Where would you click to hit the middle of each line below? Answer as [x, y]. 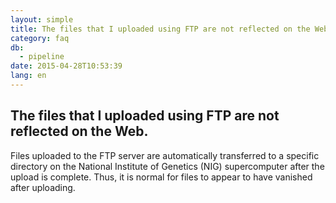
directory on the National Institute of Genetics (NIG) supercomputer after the [167, 166]
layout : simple [42, 19]
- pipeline [42, 57]
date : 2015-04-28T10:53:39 [66, 66]
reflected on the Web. [79, 131]
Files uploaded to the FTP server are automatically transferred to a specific [165, 155]
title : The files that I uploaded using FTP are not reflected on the [160, 29]
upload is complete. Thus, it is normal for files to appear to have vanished [161, 177]
